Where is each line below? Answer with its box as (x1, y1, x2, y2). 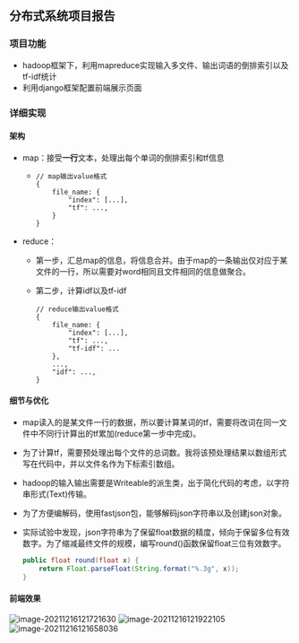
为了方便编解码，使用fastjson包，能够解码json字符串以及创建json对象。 (21, 508, 287, 518)
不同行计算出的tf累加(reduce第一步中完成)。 (38, 429, 201, 439)
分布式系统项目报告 (9, 8, 115, 24)
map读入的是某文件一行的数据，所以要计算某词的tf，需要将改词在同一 (21, 417, 279, 428)
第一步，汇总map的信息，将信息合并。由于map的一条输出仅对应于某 (35, 255, 288, 265)
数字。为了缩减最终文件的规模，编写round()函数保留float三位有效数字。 (21, 538, 286, 549)
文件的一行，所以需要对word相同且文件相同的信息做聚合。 (35, 265, 251, 276)
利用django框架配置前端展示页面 (21, 82, 142, 92)
